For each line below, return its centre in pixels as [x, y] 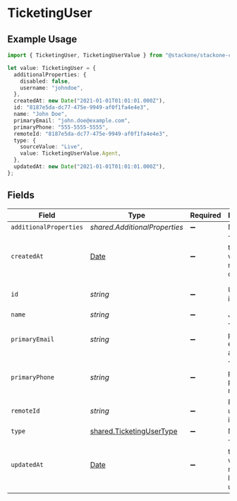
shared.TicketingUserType [134, 431]
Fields [21, 195]
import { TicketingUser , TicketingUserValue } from [85, 55]
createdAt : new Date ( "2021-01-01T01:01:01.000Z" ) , [90, 101]
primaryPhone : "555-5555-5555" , [61, 127]
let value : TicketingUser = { [52, 68]
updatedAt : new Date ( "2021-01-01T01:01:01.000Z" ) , [90, 167]
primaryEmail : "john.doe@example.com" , [72, 120]
